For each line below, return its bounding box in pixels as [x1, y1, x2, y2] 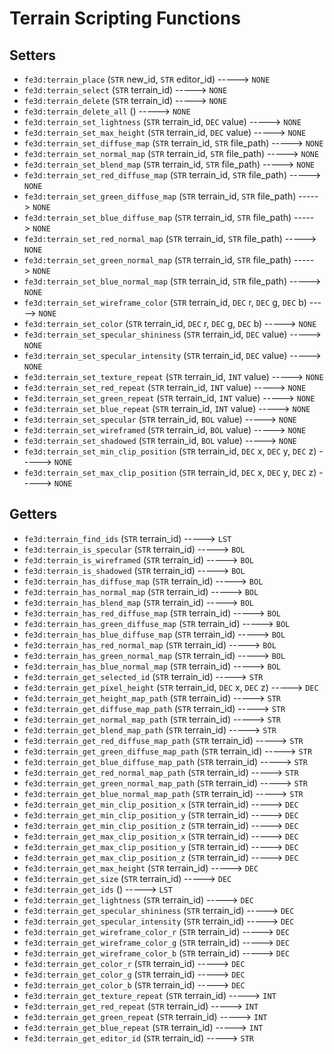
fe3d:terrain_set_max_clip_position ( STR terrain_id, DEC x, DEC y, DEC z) [23, 467, 317, 478]
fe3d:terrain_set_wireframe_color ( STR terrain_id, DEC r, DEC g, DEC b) [23, 297, 307, 308]
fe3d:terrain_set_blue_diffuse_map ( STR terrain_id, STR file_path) [23, 212, 292, 223]
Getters [9, 506, 58, 523]
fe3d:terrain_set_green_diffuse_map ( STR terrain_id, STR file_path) [23, 190, 297, 202]
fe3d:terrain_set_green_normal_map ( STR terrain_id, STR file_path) [23, 254, 292, 266]
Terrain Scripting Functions [9, 7, 241, 30]
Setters [9, 47, 57, 64]
